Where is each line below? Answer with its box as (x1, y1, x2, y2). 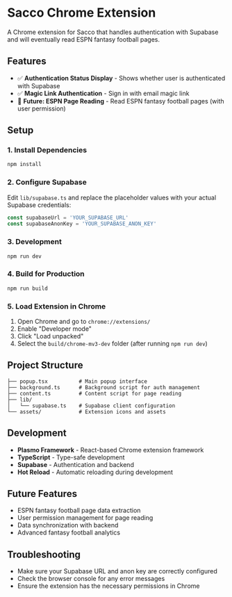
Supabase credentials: (7, 200, 72, 209)
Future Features (7, 488, 78, 500)
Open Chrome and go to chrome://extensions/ (17, 318, 151, 325)
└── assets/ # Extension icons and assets (7, 408, 167, 415)
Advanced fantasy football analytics (17, 528, 120, 537)
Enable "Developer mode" (17, 325, 92, 333)
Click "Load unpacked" (17, 332, 84, 340)
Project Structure (7, 359, 83, 371)
